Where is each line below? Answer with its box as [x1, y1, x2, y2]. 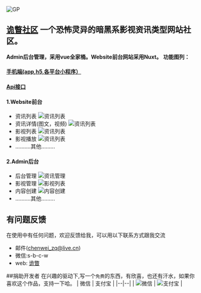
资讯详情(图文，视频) [15, 120, 68, 127]
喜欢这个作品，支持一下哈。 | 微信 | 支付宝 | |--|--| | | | [6, 280, 183, 287]
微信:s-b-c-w [15, 252, 48, 259]
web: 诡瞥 [15, 260, 40, 267]
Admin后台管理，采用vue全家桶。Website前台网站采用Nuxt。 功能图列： [6, 53, 190, 60]
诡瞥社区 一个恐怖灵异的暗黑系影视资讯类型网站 [6, 25, 183, 35]
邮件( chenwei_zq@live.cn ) [15, 245, 81, 252]
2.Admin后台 [6, 158, 39, 165]
